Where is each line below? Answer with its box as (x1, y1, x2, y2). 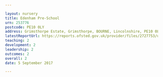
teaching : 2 (5, 38, 29, 43)
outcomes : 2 (5, 51, 29, 56)
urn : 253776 (5, 20, 29, 25)
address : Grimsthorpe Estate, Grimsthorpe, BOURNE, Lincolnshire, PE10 (5, 29, 153, 34)
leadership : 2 (5, 47, 34, 52)
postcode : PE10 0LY (5, 25, 45, 29)
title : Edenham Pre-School (5, 15, 60, 21)
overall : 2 (5, 56, 27, 61)
